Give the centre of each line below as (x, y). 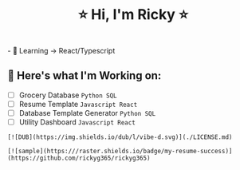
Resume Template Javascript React (78, 104)
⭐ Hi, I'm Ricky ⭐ (133, 15)
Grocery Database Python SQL (68, 95)
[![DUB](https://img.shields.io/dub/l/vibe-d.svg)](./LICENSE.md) (120, 137)
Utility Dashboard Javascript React (77, 122)
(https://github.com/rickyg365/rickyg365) (79, 158)
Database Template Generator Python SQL (87, 113)
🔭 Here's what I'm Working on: (85, 76)
